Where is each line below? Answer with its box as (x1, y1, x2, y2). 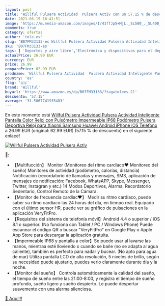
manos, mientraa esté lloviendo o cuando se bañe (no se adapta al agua (12, 244, 158, 250)
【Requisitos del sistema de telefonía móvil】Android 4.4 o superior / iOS (12, 216, 160, 222)
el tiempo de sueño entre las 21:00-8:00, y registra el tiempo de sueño (12, 276, 155, 281)
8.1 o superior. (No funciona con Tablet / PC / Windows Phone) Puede (12, 222, 153, 227)
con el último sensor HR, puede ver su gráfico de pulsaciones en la (12, 205, 148, 211)
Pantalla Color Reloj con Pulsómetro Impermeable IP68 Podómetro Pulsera (5, 117, 156, 123)
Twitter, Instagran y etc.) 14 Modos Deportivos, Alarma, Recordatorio (12, 183, 151, 189)
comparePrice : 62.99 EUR (5, 67, 56, 72)
